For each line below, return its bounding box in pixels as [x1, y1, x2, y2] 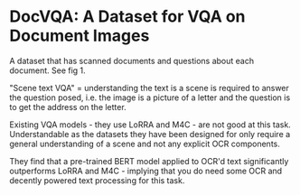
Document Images [9, 25, 150, 46]
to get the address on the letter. [9, 101, 127, 112]
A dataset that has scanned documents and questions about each [9, 55, 255, 66]
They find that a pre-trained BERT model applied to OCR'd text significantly [9, 155, 289, 166]
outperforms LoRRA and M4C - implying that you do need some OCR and [9, 165, 283, 176]
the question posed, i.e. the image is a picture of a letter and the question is [9, 92, 291, 103]
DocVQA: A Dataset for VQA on [9, 6, 246, 27]
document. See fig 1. [9, 65, 86, 76]
